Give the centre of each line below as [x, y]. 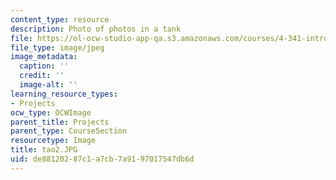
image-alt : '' [48, 85]
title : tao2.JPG [44, 150]
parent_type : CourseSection [69, 131]
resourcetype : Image [53, 141]
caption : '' [44, 66]
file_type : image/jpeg [57, 47]
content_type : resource [60, 19]
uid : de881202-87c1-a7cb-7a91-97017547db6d [102, 159]
